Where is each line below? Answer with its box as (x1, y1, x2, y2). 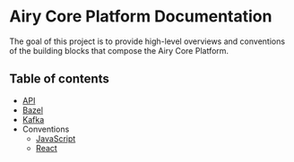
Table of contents (9, 72, 109, 87)
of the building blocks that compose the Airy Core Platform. (9, 45, 229, 55)
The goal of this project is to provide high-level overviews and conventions (9, 36, 285, 47)
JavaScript (35, 132, 76, 144)
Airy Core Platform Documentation (9, 6, 272, 27)
